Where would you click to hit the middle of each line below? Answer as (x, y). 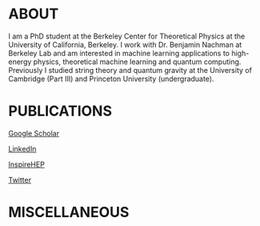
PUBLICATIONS (60, 111)
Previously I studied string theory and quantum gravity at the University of (130, 70)
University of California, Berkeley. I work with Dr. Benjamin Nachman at (125, 44)
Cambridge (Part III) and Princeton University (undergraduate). (111, 79)
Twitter (20, 180)
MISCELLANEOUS (69, 212)
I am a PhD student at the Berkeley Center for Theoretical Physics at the (127, 36)
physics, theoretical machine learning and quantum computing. (137, 62)
